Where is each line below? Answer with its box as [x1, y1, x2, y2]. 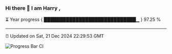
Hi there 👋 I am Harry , [5, 5, 61, 12]
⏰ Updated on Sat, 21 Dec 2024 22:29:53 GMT [5, 33, 104, 39]
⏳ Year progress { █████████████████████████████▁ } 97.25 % [5, 16, 161, 22]
